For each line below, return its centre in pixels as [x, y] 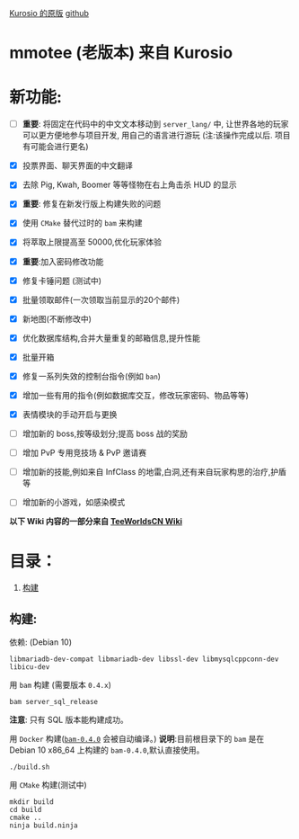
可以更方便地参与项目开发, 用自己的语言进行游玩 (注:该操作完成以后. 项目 [156, 135]
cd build [26, 810]
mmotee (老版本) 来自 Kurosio [121, 53]
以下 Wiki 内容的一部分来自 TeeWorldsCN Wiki [96, 522]
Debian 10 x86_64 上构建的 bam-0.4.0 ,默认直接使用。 [107, 750]
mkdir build [31, 802]
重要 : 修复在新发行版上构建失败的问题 [92, 204]
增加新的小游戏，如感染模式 [74, 503]
